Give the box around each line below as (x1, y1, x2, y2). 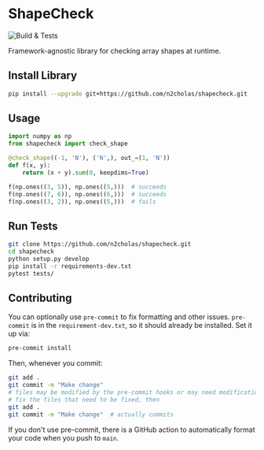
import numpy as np (8, 132, 72, 140)
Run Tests (8, 219, 58, 232)
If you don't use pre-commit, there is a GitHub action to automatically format (8, 425, 255, 434)
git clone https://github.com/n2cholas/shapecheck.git (8, 240, 192, 248)
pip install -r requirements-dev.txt (8, 262, 132, 270)
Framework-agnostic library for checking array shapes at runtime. (8, 46, 222, 55)
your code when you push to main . (8, 433, 119, 442)
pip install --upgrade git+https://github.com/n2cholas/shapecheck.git (8, 90, 247, 98)
